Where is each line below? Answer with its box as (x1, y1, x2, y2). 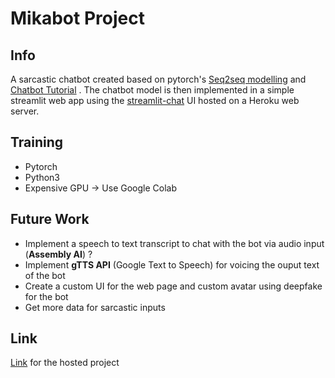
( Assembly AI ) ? (24, 248, 93, 260)
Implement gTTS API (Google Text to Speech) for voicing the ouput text (24, 258, 320, 271)
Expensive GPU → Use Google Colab (24, 182, 178, 194)
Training (10, 134, 64, 151)
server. (10, 105, 40, 117)
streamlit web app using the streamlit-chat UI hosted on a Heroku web (10, 95, 300, 106)
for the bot (24, 290, 69, 302)
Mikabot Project (10, 7, 145, 30)
